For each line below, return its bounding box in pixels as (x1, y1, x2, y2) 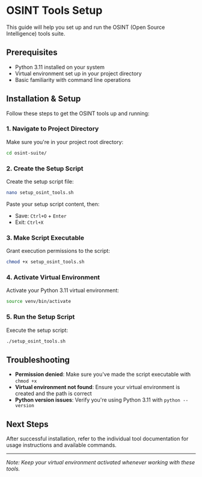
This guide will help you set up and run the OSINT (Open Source (6, 23, 165, 31)
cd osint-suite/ (6, 150, 47, 156)
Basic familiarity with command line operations (14, 76, 131, 83)
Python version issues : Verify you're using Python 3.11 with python (14, 396, 180, 404)
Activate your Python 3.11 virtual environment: (6, 287, 119, 294)
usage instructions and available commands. (6, 441, 117, 449)
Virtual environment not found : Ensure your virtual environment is (14, 384, 180, 391)
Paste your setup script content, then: (6, 200, 100, 208)
